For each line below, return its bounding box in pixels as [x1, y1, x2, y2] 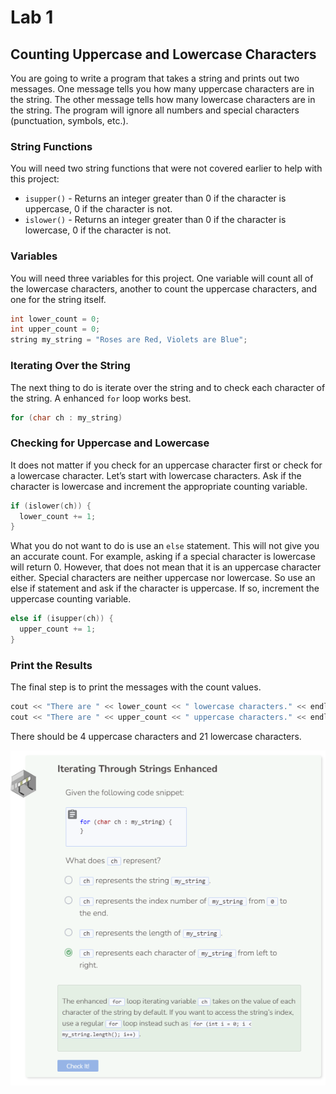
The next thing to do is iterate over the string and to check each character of [10, 381, 326, 393]
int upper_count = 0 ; [10, 324, 101, 335]
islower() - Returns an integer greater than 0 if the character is [24, 214, 287, 226]
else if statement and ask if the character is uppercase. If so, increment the [10, 582, 320, 595]
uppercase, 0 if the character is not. [24, 203, 173, 215]
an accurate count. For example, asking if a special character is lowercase [10, 551, 316, 563]
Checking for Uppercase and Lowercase [10, 436, 210, 450]
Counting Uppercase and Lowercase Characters [10, 46, 317, 63]
